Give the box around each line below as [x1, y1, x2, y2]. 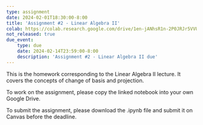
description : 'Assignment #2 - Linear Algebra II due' [17, 54, 158, 60]
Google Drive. [6, 95, 41, 102]
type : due [17, 43, 42, 49]
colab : [6, 25, 23, 32]
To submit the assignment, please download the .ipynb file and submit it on [6, 106, 193, 114]
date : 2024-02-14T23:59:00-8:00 [17, 48, 98, 54]
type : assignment [6, 8, 50, 15]
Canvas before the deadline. [6, 113, 77, 120]
